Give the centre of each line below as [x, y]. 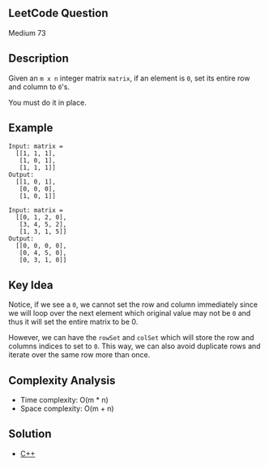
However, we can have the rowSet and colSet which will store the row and [131, 338]
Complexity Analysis [62, 380]
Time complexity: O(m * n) [64, 400]
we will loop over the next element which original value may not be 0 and [130, 313]
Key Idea [31, 285]
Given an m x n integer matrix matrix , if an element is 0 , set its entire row [129, 78]
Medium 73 [27, 32]
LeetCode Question [58, 13]
